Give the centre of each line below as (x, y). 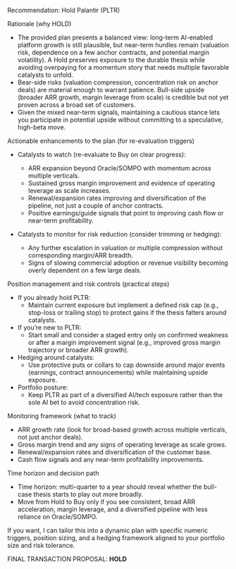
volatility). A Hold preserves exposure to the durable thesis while (111, 60)
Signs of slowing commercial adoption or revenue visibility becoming (128, 263)
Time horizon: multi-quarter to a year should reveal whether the (110, 487)
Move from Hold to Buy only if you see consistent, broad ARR (106, 502)
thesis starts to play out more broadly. (88, 494)
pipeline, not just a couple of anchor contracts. (96, 206)
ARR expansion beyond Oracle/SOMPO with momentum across (119, 168)
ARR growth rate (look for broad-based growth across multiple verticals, (122, 430)
